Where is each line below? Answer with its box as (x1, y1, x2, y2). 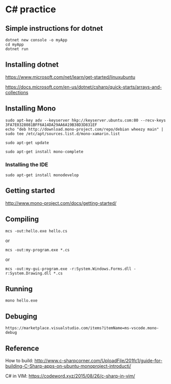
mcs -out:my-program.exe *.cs (5, 247, 70, 252)
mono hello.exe (5, 298, 38, 303)
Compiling (5, 215, 39, 224)
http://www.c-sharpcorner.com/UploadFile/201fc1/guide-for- (34, 357, 163, 364)
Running (5, 284, 33, 293)
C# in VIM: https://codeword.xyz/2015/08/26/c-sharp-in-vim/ (5, 373, 135, 379)
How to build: (5, 357, 33, 364)
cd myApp (5, 42, 24, 47)
